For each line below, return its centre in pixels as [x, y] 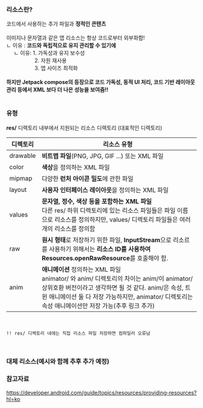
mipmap [21, 178]
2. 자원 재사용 [50, 61]
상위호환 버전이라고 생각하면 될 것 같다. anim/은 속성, [113, 288]
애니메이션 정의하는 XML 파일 [81, 269]
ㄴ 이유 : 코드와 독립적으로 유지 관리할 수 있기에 [61, 45]
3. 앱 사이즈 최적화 [56, 68]
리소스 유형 [118, 144]
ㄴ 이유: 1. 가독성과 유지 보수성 [49, 53]
